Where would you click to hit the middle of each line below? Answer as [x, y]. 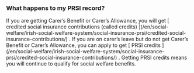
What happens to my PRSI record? [56, 8]
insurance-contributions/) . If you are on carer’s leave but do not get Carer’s [97, 39]
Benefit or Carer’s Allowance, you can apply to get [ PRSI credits [83, 45]
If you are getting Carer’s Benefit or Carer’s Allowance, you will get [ [88, 21]
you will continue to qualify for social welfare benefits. [71, 64]
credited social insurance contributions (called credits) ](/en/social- [87, 27]
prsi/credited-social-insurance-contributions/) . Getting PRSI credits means [97, 58]
